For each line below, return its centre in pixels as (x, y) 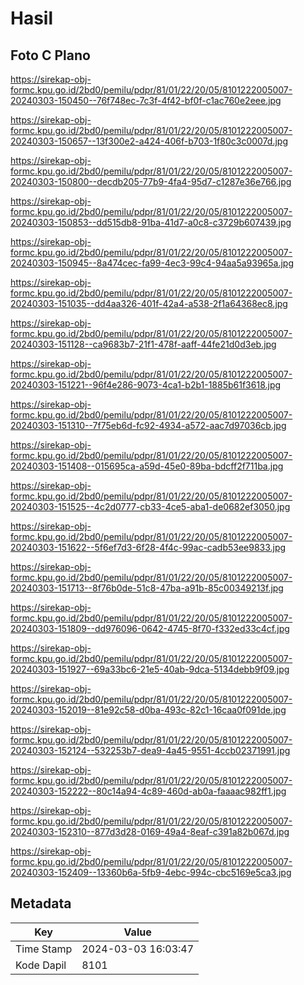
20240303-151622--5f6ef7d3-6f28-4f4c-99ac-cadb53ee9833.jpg (148, 547)
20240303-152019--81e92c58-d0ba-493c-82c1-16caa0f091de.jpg (148, 710)
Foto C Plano (50, 55)
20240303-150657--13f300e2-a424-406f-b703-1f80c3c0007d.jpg (149, 141)
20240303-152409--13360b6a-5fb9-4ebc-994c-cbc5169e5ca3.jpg (151, 872)
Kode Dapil (41, 965)
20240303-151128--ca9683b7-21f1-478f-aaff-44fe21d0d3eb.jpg (143, 344)
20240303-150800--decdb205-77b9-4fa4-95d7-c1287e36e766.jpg (151, 181)
